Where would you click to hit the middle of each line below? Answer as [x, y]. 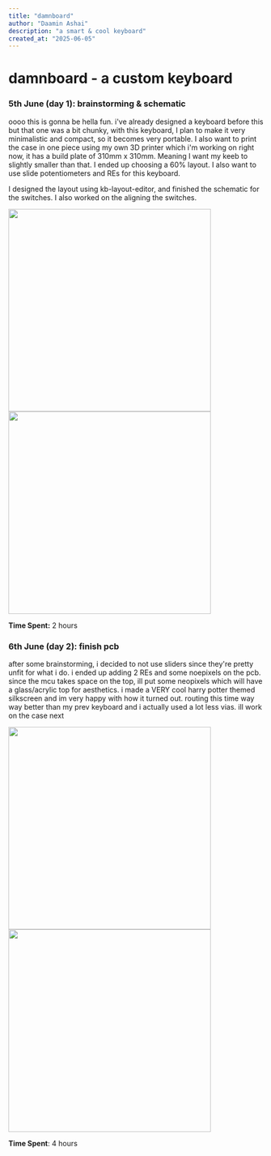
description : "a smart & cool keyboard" [78, 31]
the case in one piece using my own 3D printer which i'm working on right [131, 147]
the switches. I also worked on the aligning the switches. [102, 197]
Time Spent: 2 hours [43, 625]
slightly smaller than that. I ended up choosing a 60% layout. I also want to [133, 164]
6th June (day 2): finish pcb [64, 646]
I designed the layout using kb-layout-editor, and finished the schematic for [134, 189]
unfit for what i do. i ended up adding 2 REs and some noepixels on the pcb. [135, 672]
